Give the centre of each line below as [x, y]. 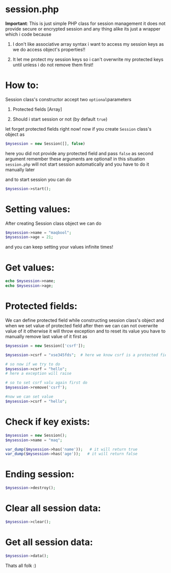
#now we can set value [29, 397]
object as [15, 134]
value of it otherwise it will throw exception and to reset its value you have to [85, 331]
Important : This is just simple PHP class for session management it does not [85, 23]
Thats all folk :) [21, 565]
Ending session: [40, 474]
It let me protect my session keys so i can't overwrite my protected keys [88, 59]
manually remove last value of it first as [46, 336]
